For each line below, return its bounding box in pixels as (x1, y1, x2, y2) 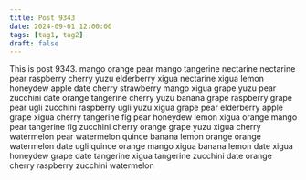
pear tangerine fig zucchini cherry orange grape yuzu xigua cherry (9, 122, 262, 133)
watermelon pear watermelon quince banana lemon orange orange (9, 131, 262, 142)
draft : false (9, 38, 59, 48)
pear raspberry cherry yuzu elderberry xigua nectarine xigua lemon (9, 74, 265, 85)
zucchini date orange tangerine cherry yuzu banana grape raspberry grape (9, 93, 292, 104)
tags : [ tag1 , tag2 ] (9, 30, 84, 39)
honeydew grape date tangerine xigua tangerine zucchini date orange (9, 151, 272, 162)
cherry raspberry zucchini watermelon (9, 160, 155, 171)
